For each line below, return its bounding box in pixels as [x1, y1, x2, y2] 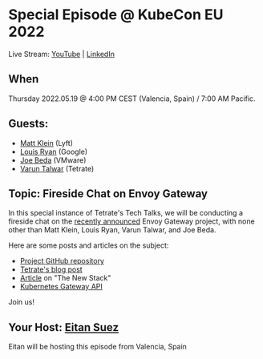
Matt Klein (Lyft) [19, 138, 74, 147]
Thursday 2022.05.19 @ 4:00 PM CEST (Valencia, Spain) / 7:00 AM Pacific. [8, 94, 256, 103]
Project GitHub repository [19, 256, 104, 266]
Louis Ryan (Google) [19, 147, 88, 156]
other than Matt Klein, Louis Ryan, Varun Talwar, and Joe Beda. [8, 225, 216, 235]
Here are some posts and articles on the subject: [8, 240, 169, 250]
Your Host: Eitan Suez [8, 321, 119, 334]
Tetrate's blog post [19, 264, 83, 274]
